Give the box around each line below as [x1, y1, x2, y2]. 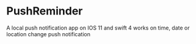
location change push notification [6, 30, 90, 37]
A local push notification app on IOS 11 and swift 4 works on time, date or [6, 24, 190, 31]
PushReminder [6, 4, 83, 18]
